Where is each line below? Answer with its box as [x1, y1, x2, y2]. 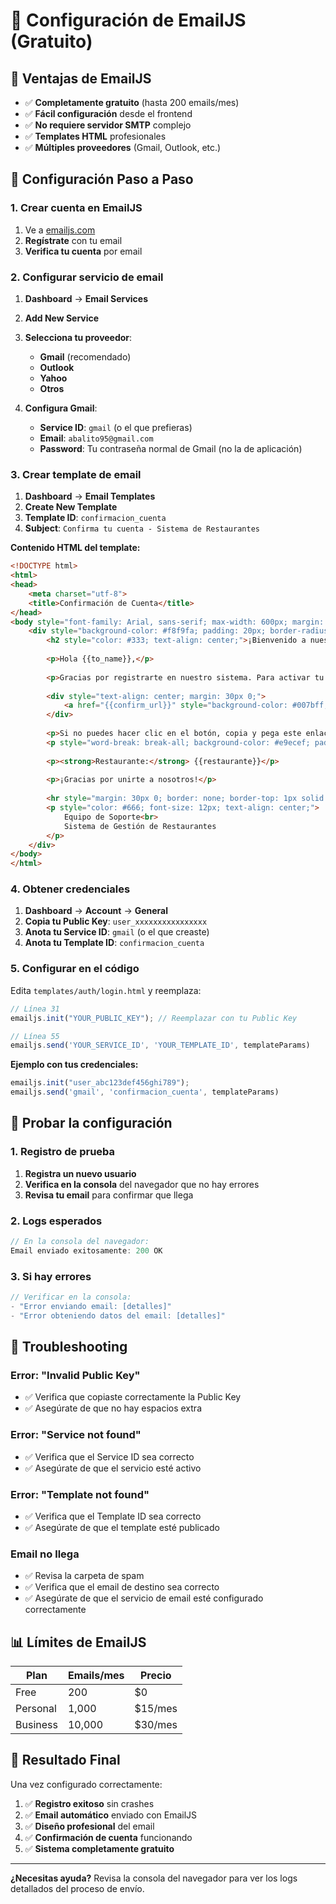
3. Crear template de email [10, 467, 142, 481]
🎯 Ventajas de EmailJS [10, 70, 152, 87]
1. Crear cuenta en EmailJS [10, 201, 143, 215]
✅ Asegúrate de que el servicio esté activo [24, 1462, 202, 1474]
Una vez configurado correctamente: [10, 1778, 163, 1790]
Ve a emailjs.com [24, 224, 96, 236]
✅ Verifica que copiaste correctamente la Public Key [24, 1391, 242, 1403]
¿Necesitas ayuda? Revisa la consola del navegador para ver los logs [10, 1872, 298, 1884]
